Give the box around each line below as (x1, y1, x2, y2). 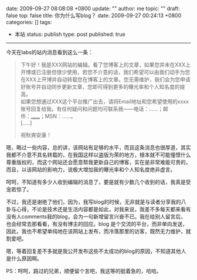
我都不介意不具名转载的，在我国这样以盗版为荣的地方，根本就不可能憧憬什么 (6, 151, 191, 158)
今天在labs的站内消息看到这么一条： (6, 49, 94, 55)
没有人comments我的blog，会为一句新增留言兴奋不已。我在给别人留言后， (6, 213, 186, 220)
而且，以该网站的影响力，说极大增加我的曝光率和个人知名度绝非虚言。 (6, 166, 176, 173)
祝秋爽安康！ (20, 132, 52, 138)
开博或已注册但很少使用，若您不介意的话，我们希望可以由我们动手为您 (20, 69, 191, 75)
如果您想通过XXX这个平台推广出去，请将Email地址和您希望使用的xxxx (20, 98, 189, 105)
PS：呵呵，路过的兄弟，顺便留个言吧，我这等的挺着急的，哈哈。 (6, 268, 162, 274)
